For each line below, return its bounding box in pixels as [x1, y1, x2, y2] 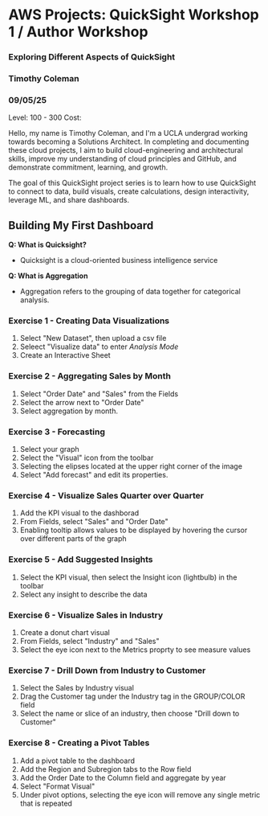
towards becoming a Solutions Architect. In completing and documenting [8, 137, 250, 146]
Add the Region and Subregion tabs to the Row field [19, 764, 192, 773]
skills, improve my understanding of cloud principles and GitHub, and [8, 154, 237, 164]
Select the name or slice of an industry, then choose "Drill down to [19, 709, 240, 719]
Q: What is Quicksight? [8, 240, 87, 250]
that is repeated [19, 798, 72, 808]
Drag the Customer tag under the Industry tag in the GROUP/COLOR [19, 691, 246, 701]
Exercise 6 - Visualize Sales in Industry [8, 609, 164, 621]
